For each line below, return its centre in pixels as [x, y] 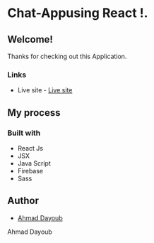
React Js [30, 148]
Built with [24, 133]
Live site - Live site [45, 90]
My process [34, 113]
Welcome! [30, 39]
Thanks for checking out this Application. [67, 56]
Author [23, 201]
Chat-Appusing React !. [78, 13]
